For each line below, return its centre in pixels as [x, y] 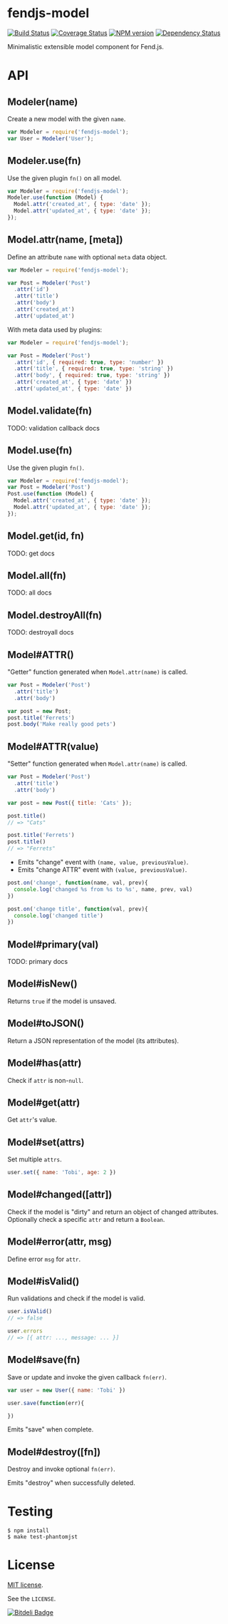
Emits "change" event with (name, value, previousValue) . [103, 862]
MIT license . [26, 1585]
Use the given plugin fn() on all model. [64, 178]
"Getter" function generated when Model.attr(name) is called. [98, 672]
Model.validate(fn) [50, 411]
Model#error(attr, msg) [60, 1242]
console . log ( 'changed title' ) [58, 915]
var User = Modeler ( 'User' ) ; [51, 138]
